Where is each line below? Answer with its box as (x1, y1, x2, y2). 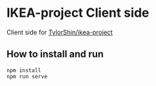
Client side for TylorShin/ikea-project (6, 28, 113, 36)
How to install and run (6, 48, 104, 60)
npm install (6, 66, 41, 74)
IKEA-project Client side (6, 5, 150, 21)
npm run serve (6, 73, 48, 80)
